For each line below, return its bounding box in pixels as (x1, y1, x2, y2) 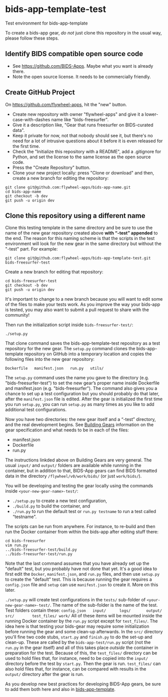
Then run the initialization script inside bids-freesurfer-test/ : (5, 322, 133, 328)
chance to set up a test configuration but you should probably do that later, (5, 391, 159, 397)
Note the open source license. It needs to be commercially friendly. (12, 74, 151, 80)
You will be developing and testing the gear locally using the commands (5, 483, 153, 489)
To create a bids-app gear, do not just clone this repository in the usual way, (5, 30, 162, 36)
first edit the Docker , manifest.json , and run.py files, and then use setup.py (5, 571, 160, 577)
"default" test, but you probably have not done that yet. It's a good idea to (5, 566, 157, 572)
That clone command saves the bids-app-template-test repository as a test (5, 340, 160, 346)
